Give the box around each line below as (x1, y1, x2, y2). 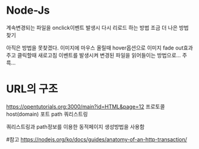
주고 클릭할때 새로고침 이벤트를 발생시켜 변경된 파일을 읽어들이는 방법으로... (6, 51, 181, 58)
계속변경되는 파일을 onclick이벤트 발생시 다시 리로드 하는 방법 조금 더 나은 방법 (6, 24, 189, 31)
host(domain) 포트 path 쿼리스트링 (6, 110, 88, 117)
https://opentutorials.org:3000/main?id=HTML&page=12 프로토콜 (6, 103, 165, 110)
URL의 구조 (6, 82, 58, 96)
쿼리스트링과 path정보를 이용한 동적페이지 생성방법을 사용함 (6, 123, 145, 130)
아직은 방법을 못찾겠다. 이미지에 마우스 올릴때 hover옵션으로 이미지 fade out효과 (6, 44, 194, 51)
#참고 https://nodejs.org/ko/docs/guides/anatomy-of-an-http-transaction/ (6, 135, 188, 143)
